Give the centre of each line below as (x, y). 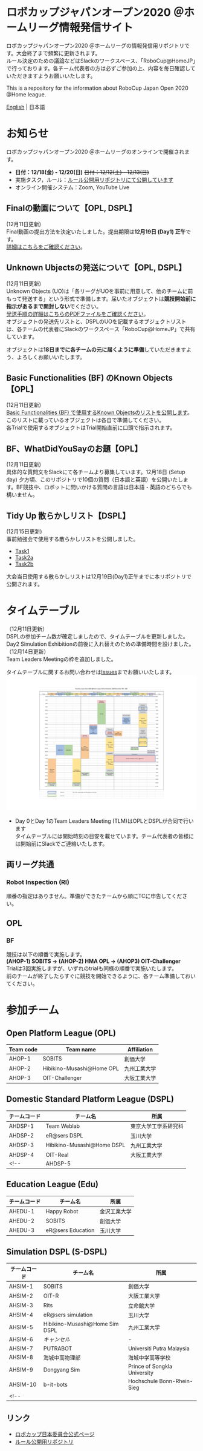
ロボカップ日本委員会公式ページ (55, 1434)
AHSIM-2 (21, 1296)
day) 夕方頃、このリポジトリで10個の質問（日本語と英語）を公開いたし (95, 480)
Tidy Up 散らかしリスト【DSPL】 (68, 516)
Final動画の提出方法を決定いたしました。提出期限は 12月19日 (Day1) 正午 (96, 232)
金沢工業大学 (115, 1211)
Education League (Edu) (52, 1185)
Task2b (24, 564)
